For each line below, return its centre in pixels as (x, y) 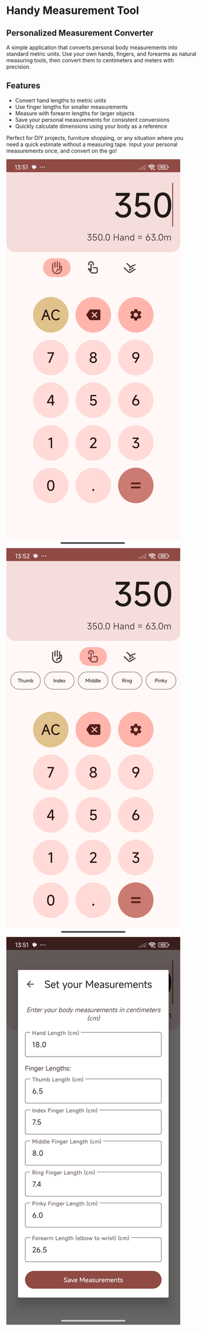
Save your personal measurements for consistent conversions (92, 119)
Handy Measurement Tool (73, 11)
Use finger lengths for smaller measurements (71, 107)
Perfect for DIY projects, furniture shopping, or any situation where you (95, 138)
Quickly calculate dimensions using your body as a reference (91, 126)
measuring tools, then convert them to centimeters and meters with (90, 60)
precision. (19, 67)
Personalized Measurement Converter (80, 33)
